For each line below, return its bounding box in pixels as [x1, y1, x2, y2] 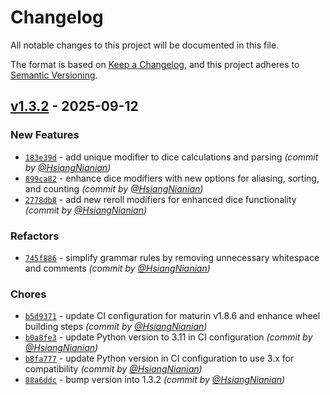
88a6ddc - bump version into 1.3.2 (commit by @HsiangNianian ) [24, 374, 286, 386]
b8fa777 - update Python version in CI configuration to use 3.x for [24, 352, 295, 365]
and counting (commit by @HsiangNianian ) [24, 182, 204, 195]
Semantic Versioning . [10, 69, 98, 81]
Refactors [10, 229, 60, 243]
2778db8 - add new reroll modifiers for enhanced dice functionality [24, 193, 297, 205]
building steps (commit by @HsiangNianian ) [24, 321, 208, 333]
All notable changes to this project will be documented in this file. [10, 39, 280, 51]
